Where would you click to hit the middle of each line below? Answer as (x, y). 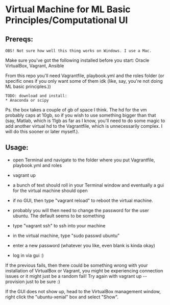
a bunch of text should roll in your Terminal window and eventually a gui (88, 185)
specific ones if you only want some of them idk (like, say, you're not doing (84, 81)
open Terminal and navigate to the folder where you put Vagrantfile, (84, 160)
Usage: (17, 147)
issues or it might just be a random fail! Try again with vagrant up (74, 276)
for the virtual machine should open (50, 191)
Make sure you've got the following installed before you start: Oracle (77, 60)
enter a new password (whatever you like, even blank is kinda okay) (84, 245)
